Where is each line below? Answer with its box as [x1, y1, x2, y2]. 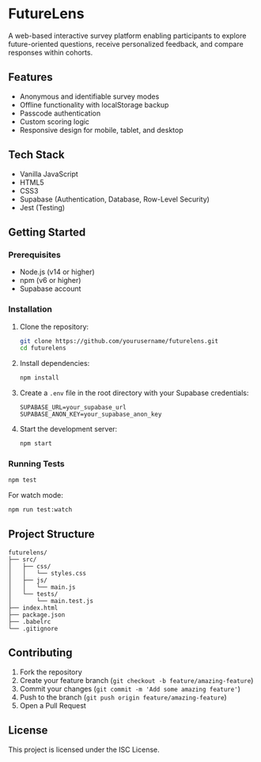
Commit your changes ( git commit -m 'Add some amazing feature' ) [19, 684, 241, 693]
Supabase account [19, 284, 81, 293]
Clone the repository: [19, 322, 89, 331]
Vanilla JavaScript [19, 169, 79, 179]
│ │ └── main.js [8, 583, 77, 591]
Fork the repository [19, 667, 83, 677]
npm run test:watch [8, 506, 73, 514]
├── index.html [8, 604, 59, 612]
